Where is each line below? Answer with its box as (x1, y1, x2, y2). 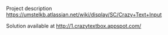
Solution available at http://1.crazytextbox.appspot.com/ (6, 23, 142, 29)
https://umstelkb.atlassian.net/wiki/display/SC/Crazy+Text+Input (6, 11, 162, 18)
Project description (6, 5, 52, 12)
